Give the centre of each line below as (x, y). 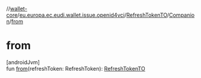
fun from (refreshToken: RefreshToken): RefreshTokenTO (76, 68)
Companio (182, 15)
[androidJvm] (23, 62)
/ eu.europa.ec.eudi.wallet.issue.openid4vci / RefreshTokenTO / (93, 15)
